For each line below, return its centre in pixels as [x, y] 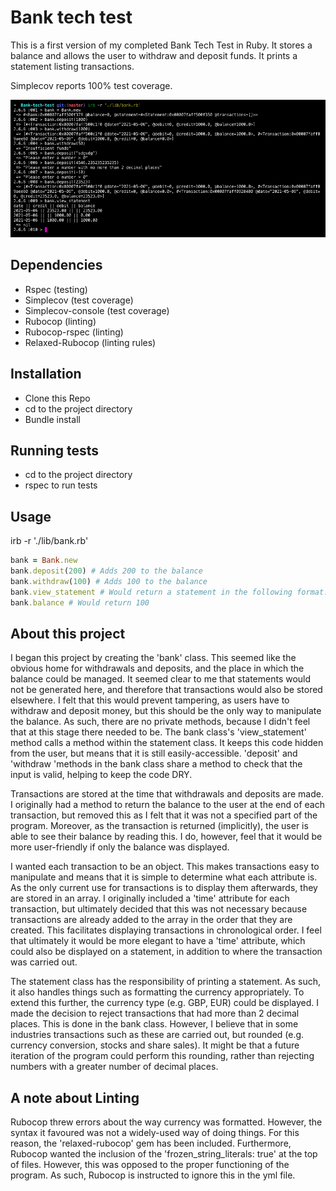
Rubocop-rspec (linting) [74, 332]
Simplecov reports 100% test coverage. [91, 85]
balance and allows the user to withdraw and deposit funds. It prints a [154, 55]
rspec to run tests [61, 485]
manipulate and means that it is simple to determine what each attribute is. [164, 877]
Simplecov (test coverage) [79, 300]
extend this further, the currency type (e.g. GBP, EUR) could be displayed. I [165, 1003]
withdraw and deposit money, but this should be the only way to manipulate [166, 711]
